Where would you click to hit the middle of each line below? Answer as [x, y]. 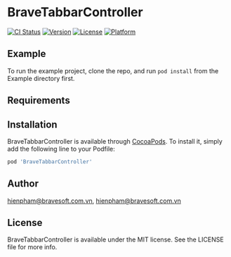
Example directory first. [41, 78]
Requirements [39, 100]
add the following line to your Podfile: [61, 149]
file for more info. [32, 247]
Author [23, 184]
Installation [32, 124]
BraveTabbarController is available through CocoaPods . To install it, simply [115, 141]
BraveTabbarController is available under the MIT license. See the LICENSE [115, 239]
